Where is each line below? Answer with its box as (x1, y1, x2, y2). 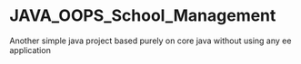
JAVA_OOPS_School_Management (9, 5, 276, 26)
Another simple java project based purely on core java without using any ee (9, 35, 292, 46)
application (9, 44, 52, 55)
